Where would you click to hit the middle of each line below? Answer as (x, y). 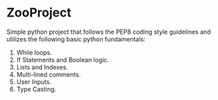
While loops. (34, 52)
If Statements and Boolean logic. (63, 59)
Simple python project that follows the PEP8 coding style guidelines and (109, 32)
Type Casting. (36, 89)
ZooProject (39, 13)
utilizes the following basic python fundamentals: (76, 39)
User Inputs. (34, 81)
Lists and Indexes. (42, 67)
